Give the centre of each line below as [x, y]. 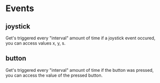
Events [20, 8]
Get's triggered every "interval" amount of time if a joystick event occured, [80, 38]
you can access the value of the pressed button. [54, 75]
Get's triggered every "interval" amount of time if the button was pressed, [80, 70]
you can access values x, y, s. [36, 43]
